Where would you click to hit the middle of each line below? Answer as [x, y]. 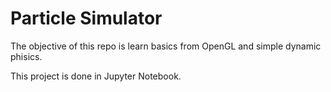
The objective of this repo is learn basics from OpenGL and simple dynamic [166, 46]
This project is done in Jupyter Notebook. [96, 76]
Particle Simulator [86, 18]
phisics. [26, 56]
